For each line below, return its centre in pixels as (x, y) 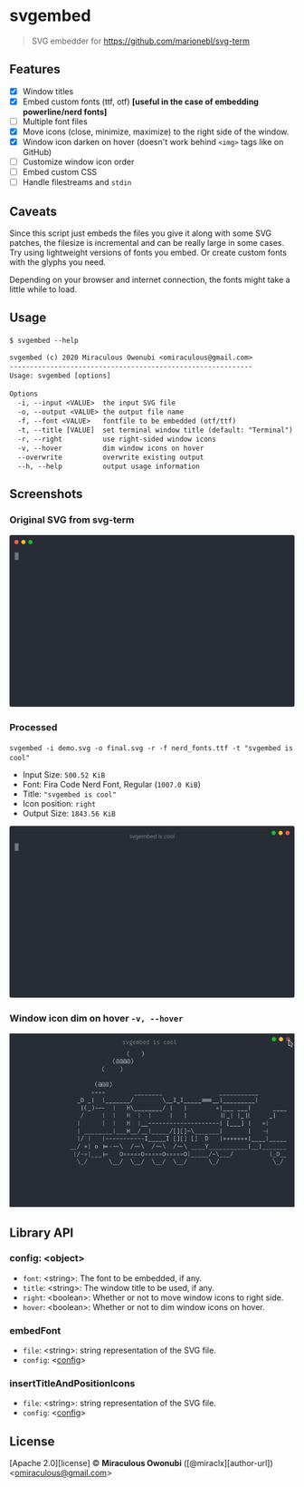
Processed (33, 728)
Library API (42, 1233)
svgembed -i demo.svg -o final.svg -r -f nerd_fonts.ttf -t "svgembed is (152, 748)
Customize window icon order (78, 162)
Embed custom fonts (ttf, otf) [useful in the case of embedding (141, 102)
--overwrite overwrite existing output (111, 457)
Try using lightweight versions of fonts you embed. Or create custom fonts (148, 253)
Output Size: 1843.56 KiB (69, 813)
